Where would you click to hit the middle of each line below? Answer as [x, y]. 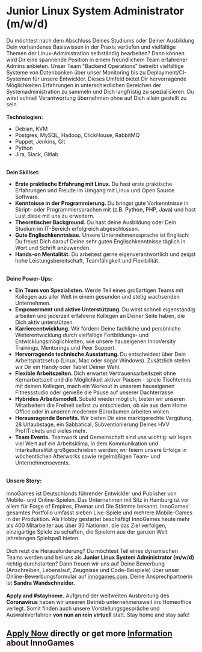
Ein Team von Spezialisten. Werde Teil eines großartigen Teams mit [99, 290]
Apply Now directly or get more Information [89, 634]
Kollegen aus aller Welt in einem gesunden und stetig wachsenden [97, 296]
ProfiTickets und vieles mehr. [51, 430]
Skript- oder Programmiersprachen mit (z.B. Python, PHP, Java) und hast [105, 209]
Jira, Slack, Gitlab [37, 154]
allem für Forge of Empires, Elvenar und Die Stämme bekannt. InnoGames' [98, 506]
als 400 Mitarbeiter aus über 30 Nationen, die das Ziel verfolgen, [87, 525]
